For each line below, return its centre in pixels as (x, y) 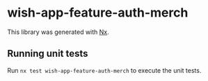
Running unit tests (48, 54)
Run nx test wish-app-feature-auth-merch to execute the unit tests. (104, 70)
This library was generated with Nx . (58, 32)
